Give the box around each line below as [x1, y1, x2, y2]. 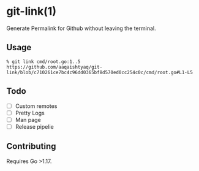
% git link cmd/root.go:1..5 [6, 58, 81, 65]
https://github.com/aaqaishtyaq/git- [6, 64, 103, 70]
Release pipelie [15, 123, 54, 130]
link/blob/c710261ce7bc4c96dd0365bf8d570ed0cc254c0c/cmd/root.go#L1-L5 [6, 69, 193, 75]
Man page [15, 116, 41, 123]
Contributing [6, 141, 56, 151]
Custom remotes [15, 102, 58, 110]
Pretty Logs [15, 109, 45, 116]
